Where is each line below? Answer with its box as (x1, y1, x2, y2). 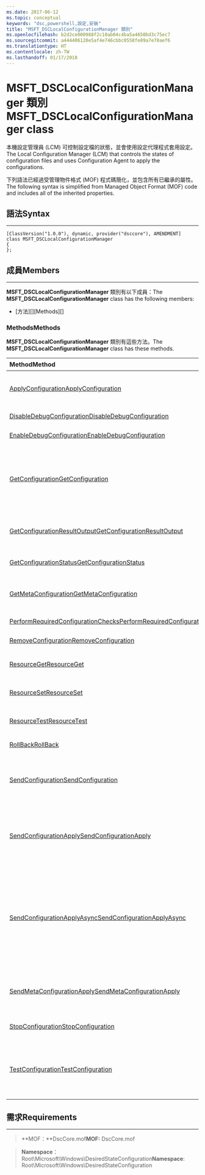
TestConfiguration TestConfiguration (9, 1065, 113, 1074)
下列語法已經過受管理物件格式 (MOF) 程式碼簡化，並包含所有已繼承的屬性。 (6, 176, 196, 183)
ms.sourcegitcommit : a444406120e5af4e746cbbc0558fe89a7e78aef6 (6, 37, 171, 43)
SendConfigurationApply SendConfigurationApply (9, 831, 151, 840)
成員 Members (6, 265, 60, 276)
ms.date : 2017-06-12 (6, 9, 59, 15)
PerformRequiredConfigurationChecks (9, 617, 120, 625)
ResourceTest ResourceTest (9, 717, 87, 725)
